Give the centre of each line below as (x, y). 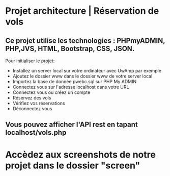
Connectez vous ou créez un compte (51, 92)
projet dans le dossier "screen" (73, 165)
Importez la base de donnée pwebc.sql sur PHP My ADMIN (74, 81)
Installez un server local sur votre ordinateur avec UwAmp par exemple (87, 71)
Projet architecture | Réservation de (82, 11)
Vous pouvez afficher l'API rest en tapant (72, 125)
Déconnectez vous (32, 109)
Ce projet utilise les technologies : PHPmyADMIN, (85, 41)
